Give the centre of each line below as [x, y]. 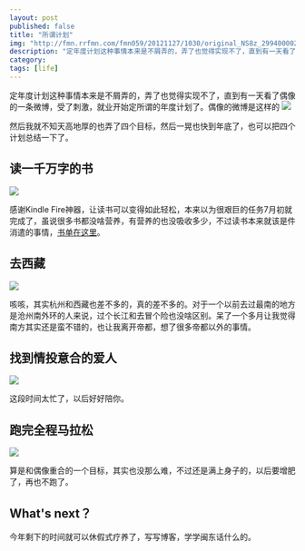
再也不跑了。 [49, 482]
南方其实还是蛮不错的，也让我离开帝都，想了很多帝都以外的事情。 [133, 327]
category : [28, 60]
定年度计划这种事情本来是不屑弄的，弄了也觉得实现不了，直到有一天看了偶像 [152, 95]
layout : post [34, 18]
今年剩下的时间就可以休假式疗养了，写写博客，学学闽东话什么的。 [133, 536]
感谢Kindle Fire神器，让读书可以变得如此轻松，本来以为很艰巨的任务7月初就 [151, 209]
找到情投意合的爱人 [63, 358]
